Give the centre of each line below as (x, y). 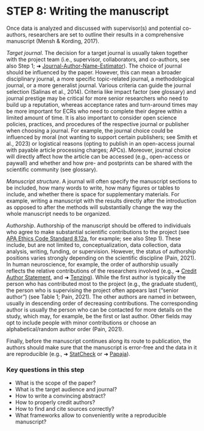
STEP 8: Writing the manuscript (88, 11)
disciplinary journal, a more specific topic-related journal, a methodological (100, 79)
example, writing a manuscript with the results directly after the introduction (101, 201)
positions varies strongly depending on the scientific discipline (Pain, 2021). (101, 258)
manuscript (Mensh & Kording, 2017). (53, 41)
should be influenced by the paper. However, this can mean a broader (94, 72)
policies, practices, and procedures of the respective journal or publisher (98, 124)
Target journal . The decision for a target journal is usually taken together (97, 52)
